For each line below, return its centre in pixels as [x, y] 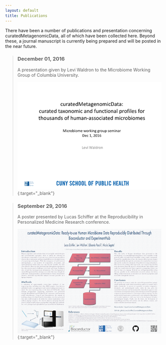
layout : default [22, 10]
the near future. [21, 46]
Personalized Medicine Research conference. [64, 222]
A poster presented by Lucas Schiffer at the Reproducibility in [80, 217]
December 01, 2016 [41, 59]
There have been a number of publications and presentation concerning [79, 30]
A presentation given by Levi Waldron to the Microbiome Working [84, 70]
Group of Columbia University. [48, 75]
